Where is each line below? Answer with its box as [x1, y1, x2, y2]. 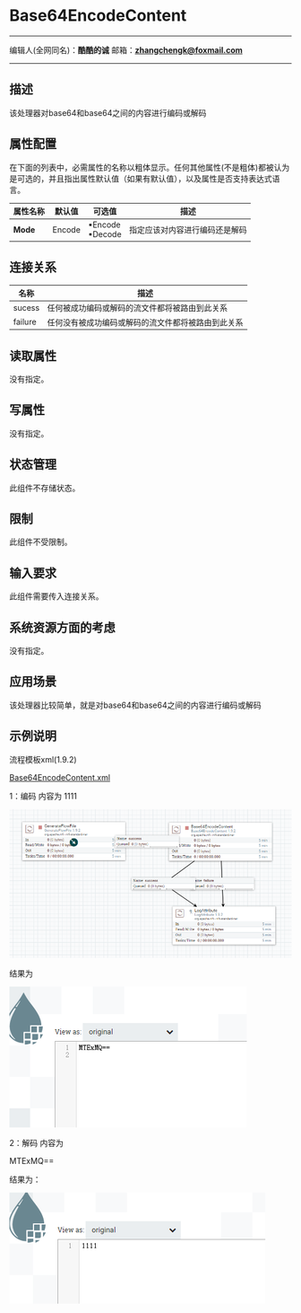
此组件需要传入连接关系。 [9, 591, 104, 602]
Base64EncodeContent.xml [9, 771, 110, 782]
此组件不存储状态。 [9, 482, 81, 493]
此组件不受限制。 [9, 536, 73, 548]
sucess [13, 302, 40, 313]
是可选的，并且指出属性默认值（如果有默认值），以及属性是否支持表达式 [9, 172, 272, 184]
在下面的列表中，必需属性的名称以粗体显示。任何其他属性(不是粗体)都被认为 [9, 162, 290, 172]
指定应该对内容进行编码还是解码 [129, 225, 248, 235]
